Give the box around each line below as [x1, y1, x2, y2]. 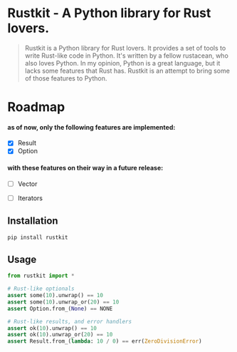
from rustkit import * [7, 272, 75, 279]
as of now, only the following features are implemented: [7, 123, 176, 131]
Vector [17, 180, 38, 188]
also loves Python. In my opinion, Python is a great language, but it [24, 58, 221, 67]
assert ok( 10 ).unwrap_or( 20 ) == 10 [7, 331, 113, 338]
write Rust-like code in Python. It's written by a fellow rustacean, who [24, 51, 229, 60]
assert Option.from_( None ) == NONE [7, 305, 113, 312]
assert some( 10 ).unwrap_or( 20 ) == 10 [7, 298, 120, 306]
